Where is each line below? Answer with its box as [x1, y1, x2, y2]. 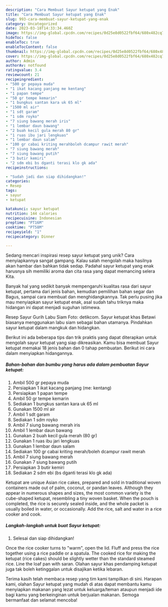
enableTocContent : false [5, 44, 57, 49]
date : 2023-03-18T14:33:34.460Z [5, 26, 73, 31]
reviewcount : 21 [5, 72, 39, 77]
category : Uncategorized [5, 21, 57, 26]
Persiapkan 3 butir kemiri [12, 464, 64, 470]
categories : [5, 179, 30, 184]
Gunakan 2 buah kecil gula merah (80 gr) [12, 432, 98, 438]
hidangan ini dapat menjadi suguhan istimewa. [5, 304, 101, 310]
